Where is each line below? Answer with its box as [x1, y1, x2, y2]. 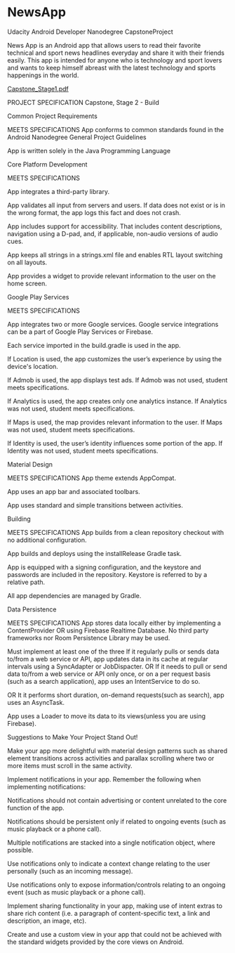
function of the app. [7, 803, 65, 812]
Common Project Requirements [7, 112, 98, 120]
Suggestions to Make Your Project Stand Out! [7, 732, 138, 741]
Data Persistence [7, 605, 57, 614]
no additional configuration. [7, 536, 87, 544]
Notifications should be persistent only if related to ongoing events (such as [7, 817, 227, 826]
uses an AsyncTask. [7, 698, 65, 706]
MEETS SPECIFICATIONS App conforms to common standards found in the [7, 125, 224, 134]
